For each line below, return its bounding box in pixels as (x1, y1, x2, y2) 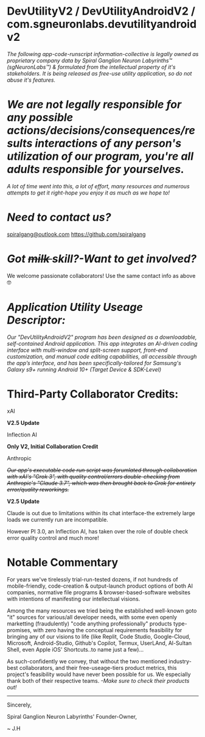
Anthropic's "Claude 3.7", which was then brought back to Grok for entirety (7, 479, 196, 486)
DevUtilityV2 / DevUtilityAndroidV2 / (7, 4, 195, 18)
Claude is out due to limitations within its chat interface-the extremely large (7, 509, 195, 516)
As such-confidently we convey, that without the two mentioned (7, 657, 168, 665)
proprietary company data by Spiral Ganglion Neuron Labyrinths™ (7, 57, 173, 64)
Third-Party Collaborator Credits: (7, 387, 179, 401)
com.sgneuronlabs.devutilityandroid (7, 17, 197, 31)
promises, (7, 626, 32, 633)
